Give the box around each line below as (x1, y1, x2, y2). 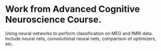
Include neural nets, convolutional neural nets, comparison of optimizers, (5, 36, 156, 42)
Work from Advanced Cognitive (5, 3, 140, 15)
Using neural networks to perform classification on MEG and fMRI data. (5, 30, 153, 36)
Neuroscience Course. (5, 14, 102, 25)
